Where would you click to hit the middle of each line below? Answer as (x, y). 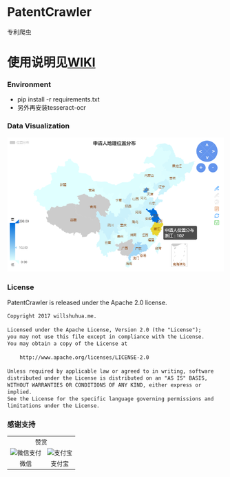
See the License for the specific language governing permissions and (111, 399)
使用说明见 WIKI (51, 62)
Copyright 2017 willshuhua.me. (52, 316)
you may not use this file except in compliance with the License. (106, 337)
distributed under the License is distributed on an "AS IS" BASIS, (107, 378)
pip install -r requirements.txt (58, 99)
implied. (20, 392)
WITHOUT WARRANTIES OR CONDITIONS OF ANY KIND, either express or (104, 385)
